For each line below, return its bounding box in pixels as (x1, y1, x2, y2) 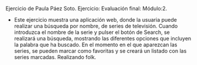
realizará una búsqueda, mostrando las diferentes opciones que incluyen (14, 35, 192, 42)
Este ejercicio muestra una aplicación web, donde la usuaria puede (14, 16, 178, 23)
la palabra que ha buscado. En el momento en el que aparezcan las (14, 41, 178, 48)
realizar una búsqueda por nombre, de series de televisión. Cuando (14, 23, 178, 29)
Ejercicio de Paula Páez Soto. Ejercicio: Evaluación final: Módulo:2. (5, 5, 168, 12)
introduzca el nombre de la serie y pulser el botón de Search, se (14, 29, 170, 36)
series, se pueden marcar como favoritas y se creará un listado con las (14, 47, 187, 54)
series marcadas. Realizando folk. (14, 54, 97, 60)
